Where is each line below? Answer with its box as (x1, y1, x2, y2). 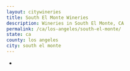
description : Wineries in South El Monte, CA (6, 20, 124, 26)
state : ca (6, 32, 32, 38)
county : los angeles (6, 37, 59, 43)
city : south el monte (6, 43, 62, 49)
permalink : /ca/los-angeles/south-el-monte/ (6, 25, 121, 32)
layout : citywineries (6, 8, 62, 15)
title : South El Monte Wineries (6, 15, 88, 21)
